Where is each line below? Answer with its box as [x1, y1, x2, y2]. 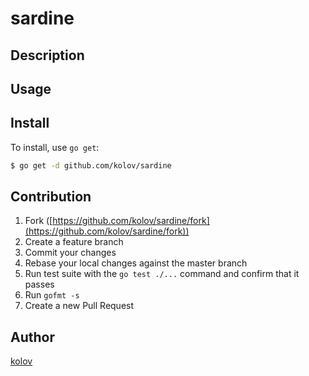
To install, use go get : [10, 141, 100, 153]
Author [10, 328, 55, 346]
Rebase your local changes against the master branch [24, 257, 248, 269]
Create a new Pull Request [24, 300, 135, 312]
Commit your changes [24, 247, 117, 259]
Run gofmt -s [24, 289, 80, 301]
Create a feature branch [24, 236, 124, 248]
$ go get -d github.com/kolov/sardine [10, 160, 172, 171]
